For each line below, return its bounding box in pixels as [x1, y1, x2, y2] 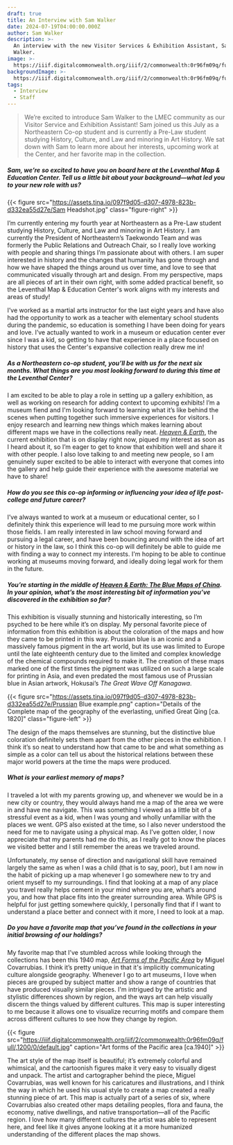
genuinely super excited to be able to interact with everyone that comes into [7, 457, 225, 466]
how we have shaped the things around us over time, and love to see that [7, 263, 216, 271]
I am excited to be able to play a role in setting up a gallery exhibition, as [7, 391, 214, 399]
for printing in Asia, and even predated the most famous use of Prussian [7, 671, 213, 680]
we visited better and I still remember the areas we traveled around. [7, 842, 200, 851]
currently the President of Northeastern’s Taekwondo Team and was [7, 233, 202, 241]
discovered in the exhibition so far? [7, 595, 111, 604]
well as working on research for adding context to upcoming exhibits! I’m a [7, 398, 221, 407]
